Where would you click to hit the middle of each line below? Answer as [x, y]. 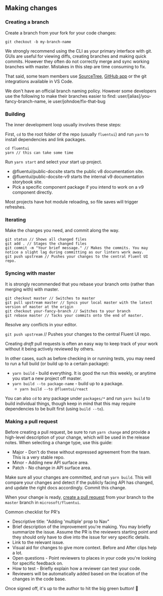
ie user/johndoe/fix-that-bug [77, 101]
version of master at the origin [39, 307]
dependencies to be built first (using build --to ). [55, 409]
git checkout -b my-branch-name [38, 42]
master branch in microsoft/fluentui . [43, 502]
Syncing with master [30, 273]
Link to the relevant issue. [38, 542]
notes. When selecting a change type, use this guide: [59, 442]
